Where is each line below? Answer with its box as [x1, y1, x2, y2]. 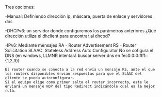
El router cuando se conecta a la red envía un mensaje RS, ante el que [5, 67, 155, 72]
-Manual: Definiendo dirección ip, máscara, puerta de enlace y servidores [5, 14, 153, 19]
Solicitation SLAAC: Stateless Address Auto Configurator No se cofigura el [5, 48, 154, 53]
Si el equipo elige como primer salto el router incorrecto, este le [5, 80, 149, 84]
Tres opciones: [5, 4, 35, 10]
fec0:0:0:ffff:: [121, 53, 148, 58]
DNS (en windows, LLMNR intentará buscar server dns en [5, 53, 120, 58]
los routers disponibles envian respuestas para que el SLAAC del [5, 71, 142, 76]
